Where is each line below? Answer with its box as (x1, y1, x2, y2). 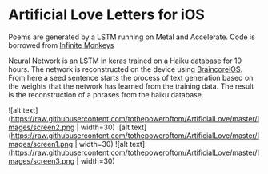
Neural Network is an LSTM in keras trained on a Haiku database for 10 (8, 56, 242, 65)
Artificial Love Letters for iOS (8, 6, 206, 24)
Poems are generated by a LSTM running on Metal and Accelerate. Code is (8, 32, 256, 42)
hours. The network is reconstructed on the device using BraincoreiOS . (8, 64, 243, 73)
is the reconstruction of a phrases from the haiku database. (8, 89, 204, 99)
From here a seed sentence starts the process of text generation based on (8, 73, 254, 82)
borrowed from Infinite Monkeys (8, 40, 114, 49)
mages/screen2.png (8, 122, 75, 132)
